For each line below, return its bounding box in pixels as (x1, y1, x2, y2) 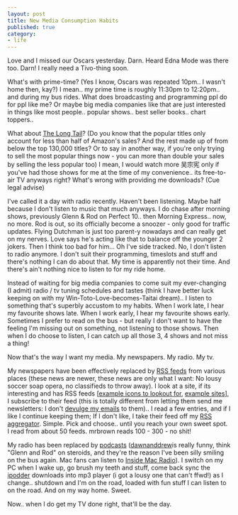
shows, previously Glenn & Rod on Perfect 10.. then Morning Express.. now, (7, 212, 227, 221)
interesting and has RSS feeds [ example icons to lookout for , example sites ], (7, 389, 229, 398)
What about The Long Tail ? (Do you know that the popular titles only (7, 129, 206, 138)
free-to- (203, 168, 227, 177)
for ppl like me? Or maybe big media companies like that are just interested (7, 100, 226, 109)
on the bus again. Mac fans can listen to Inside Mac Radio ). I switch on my (7, 456, 224, 465)
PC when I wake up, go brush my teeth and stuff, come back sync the (7, 463, 210, 472)
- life (7, 37, 27, 44)
